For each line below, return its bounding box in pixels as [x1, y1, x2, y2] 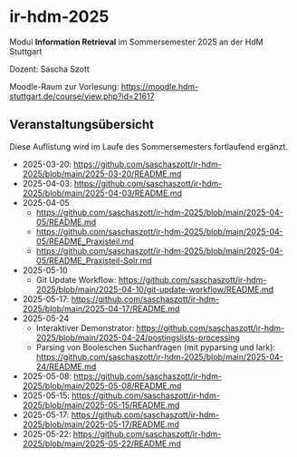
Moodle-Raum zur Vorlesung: [9, 81, 120, 92]
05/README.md [35, 216, 97, 228]
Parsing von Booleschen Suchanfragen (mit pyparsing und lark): [35, 342, 276, 353]
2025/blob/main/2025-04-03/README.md [22, 188, 183, 199]
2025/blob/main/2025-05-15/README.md [22, 399, 180, 410]
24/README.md [35, 361, 97, 372]
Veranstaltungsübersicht [9, 117, 154, 132]
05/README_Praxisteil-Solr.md [35, 255, 152, 266]
